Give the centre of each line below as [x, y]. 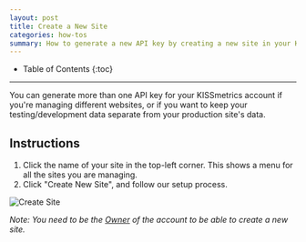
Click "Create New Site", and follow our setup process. [125, 185]
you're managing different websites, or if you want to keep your [128, 105]
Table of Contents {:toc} [68, 69]
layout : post [34, 18]
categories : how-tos [49, 35]
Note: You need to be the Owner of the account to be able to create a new [149, 220]
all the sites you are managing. [80, 175]
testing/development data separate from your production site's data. [138, 115]
